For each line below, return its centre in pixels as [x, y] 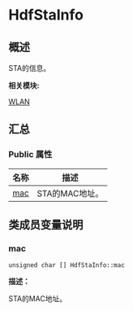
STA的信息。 [30, 68]
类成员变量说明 [46, 225]
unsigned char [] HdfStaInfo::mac [67, 265]
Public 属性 [30, 155]
